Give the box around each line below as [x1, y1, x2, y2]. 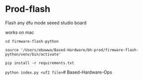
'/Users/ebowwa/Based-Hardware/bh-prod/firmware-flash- [20, 47, 139, 52]
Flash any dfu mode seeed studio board [5, 20, 87, 26]
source [5, 47, 19, 52]
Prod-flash [5, 3, 51, 15]
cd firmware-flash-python [5, 39, 59, 44]
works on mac [5, 29, 34, 35]
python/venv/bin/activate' [5, 52, 61, 57]
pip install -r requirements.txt [5, 60, 74, 65]
